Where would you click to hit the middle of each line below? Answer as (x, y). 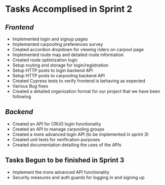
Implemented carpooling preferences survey (58, 44)
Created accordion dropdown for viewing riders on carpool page (78, 49)
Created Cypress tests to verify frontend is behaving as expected (79, 81)
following (21, 96)
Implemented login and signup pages (50, 39)
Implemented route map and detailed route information (68, 55)
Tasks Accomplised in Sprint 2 (69, 9)
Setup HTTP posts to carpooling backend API (59, 76)
